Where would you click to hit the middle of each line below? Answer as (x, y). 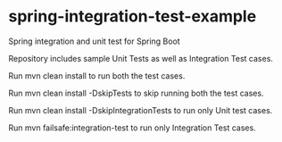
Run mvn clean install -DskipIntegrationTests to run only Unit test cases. (141, 110)
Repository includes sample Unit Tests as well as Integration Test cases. (141, 58)
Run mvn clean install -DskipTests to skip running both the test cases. (136, 93)
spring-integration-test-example (133, 17)
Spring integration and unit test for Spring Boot (94, 41)
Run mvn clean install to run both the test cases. (97, 75)
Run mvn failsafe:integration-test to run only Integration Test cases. (132, 128)
